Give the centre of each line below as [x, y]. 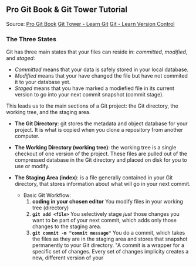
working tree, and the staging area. [48, 112]
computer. [27, 136]
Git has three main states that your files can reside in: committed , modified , [97, 52]
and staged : [21, 58]
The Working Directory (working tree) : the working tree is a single [95, 148]
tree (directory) [50, 208]
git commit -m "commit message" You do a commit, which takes [109, 233]
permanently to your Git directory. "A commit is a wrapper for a [108, 245]
